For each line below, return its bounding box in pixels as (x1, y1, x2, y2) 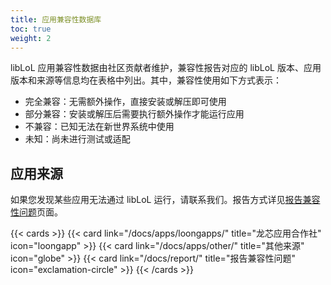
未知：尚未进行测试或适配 (24, 133, 131, 145)
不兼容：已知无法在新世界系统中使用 (24, 121, 175, 133)
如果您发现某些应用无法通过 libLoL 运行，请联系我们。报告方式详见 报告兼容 (10, 194, 321, 206)
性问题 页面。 (10, 206, 63, 218)
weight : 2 (10, 33, 52, 43)
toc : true (10, 24, 52, 34)
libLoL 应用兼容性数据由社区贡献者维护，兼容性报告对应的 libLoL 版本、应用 (10, 62, 322, 74)
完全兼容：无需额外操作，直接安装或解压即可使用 (24, 96, 227, 108)
